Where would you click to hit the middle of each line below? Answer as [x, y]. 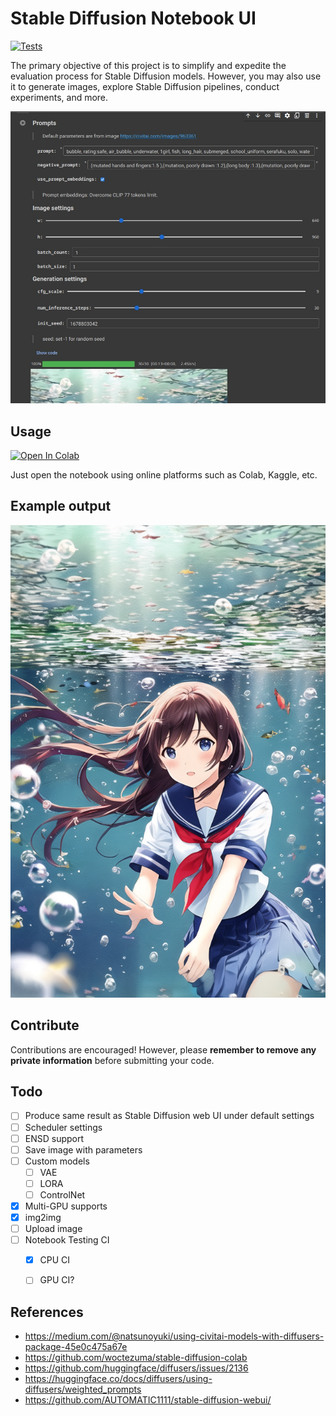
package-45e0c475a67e [76, 1347]
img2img [43, 1217]
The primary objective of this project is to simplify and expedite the [148, 65]
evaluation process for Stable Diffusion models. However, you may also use [166, 76]
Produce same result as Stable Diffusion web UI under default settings [169, 1116]
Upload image [53, 1229]
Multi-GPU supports [66, 1206]
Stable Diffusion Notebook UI [133, 18]
